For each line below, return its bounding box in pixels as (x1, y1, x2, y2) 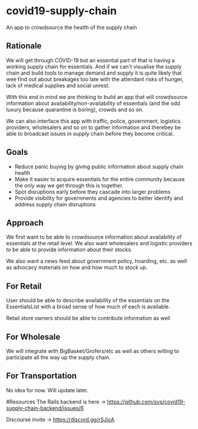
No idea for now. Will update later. (6, 386, 89, 393)
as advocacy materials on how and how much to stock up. (6, 264, 148, 271)
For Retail (6, 281, 42, 291)
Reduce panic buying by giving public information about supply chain (14, 163, 184, 170)
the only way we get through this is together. (14, 182, 124, 189)
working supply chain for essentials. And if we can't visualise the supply (6, 63, 182, 70)
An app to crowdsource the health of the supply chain (6, 24, 137, 31)
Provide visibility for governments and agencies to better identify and (14, 194, 183, 201)
